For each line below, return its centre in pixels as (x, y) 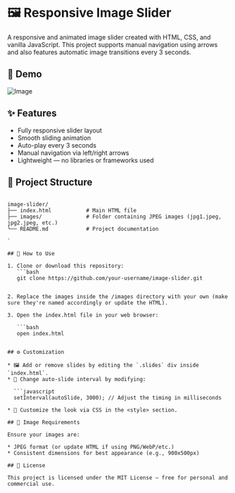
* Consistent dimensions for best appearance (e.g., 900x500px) (103, 454)
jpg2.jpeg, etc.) (33, 223)
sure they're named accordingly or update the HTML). (88, 303)
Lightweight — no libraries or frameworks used (85, 160)
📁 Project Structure (50, 182)
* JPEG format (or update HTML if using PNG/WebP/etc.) (91, 447)
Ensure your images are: (44, 435)
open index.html (40, 334)
